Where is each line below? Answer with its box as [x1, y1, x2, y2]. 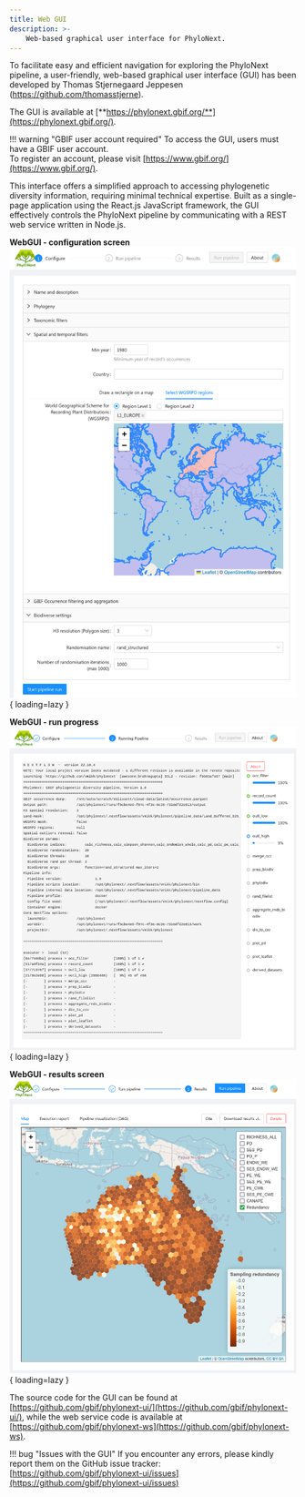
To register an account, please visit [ [9, 153, 147, 164]
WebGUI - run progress [9, 716, 99, 728]
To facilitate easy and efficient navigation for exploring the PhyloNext [9, 60, 269, 71]
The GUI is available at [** [9, 107, 107, 117]
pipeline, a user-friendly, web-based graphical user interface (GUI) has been [9, 69, 297, 81]
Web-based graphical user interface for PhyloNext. [25, 34, 226, 43]
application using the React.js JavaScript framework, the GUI [30, 200, 259, 211]
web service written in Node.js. [9, 219, 127, 230]
